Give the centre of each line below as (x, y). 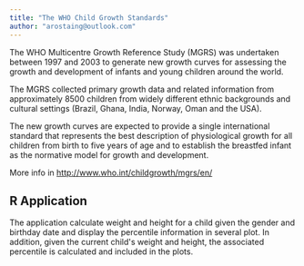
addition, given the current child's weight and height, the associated (137, 242)
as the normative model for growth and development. (109, 154)
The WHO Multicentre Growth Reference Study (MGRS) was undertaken (144, 52)
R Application (49, 201)
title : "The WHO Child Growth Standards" (89, 18)
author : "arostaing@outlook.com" (73, 26)
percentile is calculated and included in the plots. (101, 251)
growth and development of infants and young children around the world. (147, 71)
